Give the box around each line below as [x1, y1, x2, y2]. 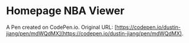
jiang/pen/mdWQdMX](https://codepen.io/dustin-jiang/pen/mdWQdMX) [6, 29, 182, 37]
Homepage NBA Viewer [6, 4, 125, 18]
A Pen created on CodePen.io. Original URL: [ [6, 24, 117, 31]
